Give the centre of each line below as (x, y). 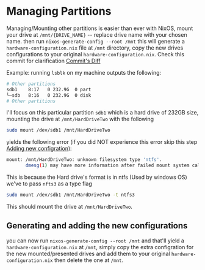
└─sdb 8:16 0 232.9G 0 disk (49, 95)
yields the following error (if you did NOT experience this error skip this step (102, 142)
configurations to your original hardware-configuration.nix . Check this (95, 54)
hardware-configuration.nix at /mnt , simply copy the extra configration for (100, 247)
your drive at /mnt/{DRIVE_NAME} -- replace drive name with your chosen (97, 34)
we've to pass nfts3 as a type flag (49, 184)
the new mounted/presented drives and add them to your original (88, 253)
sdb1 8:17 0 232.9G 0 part (49, 89)
